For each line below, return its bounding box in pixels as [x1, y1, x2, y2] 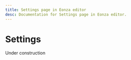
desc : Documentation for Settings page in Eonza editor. [5, 12, 127, 17]
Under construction [5, 50, 46, 56]
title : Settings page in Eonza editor [5, 7, 86, 12]
